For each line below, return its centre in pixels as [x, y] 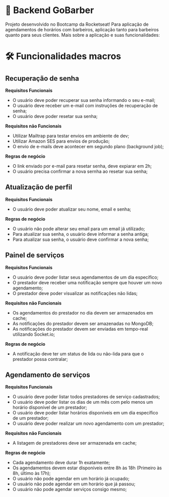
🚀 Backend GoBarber [50, 10]
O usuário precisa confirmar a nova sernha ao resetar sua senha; [80, 171]
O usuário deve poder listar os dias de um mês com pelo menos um [83, 402]
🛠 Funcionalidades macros [63, 56]
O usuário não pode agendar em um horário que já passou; [74, 484]
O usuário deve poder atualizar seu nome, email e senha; [72, 209]
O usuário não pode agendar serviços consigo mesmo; [70, 489]
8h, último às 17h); [32, 473]
